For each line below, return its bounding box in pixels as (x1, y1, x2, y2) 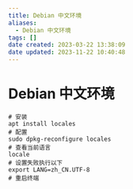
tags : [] (8, 33, 37, 42)
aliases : (8, 19, 37, 27)
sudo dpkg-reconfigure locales (8, 135, 112, 143)
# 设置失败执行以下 (8, 159, 63, 167)
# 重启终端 (8, 174, 40, 182)
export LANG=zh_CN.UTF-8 (8, 165, 90, 174)
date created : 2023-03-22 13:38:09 (8, 41, 126, 49)
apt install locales (8, 119, 77, 127)
